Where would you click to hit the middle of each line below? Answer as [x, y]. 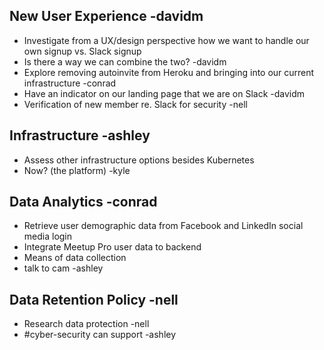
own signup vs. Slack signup [82, 51]
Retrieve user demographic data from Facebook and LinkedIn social [163, 226]
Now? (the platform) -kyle [77, 170]
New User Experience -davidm [106, 16]
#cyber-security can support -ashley [100, 335]
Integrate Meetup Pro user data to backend [112, 247]
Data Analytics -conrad [83, 202]
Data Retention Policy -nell [94, 299]
